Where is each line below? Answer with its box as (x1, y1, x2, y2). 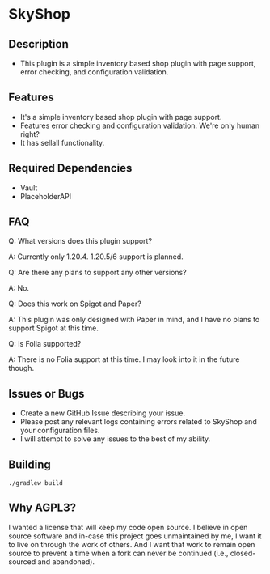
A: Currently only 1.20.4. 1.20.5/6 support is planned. (8, 252, 184, 261)
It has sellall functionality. (19, 138, 105, 147)
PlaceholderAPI (19, 191, 72, 201)
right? (19, 129, 40, 138)
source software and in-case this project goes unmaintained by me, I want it (8, 531, 262, 541)
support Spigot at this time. (8, 323, 99, 333)
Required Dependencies (8, 161, 133, 175)
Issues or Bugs (8, 386, 85, 401)
